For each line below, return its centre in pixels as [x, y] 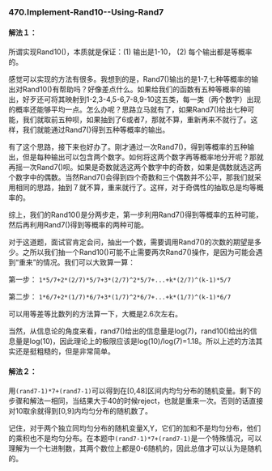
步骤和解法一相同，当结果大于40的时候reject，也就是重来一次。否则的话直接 [136, 401]
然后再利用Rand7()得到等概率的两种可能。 [78, 225]
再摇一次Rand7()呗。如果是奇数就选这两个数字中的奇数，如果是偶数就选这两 [135, 168]
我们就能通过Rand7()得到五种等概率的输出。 [96, 130]
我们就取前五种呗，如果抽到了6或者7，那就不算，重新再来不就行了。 [136, 120]
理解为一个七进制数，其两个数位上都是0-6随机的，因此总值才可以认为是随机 [135, 448]
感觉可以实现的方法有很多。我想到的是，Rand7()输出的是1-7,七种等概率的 [130, 79]
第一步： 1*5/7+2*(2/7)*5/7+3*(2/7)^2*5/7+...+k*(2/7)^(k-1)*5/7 [120, 280]
